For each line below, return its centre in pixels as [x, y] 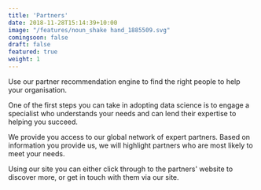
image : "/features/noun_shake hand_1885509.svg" [89, 30]
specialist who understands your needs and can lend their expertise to [122, 113]
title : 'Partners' [38, 15]
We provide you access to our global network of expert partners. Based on [129, 137]
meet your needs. [37, 153]
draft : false [29, 45]
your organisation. [37, 90]
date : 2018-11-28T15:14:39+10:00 [63, 23]
